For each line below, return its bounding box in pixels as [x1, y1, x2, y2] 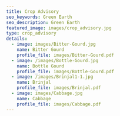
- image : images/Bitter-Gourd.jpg [11, 42, 96, 47]
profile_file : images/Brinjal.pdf [16, 85, 101, 91]
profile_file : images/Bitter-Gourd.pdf [16, 52, 115, 58]
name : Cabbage [16, 95, 51, 101]
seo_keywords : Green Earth [6, 14, 72, 20]
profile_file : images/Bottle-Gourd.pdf [16, 69, 115, 74]
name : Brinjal [16, 80, 51, 86]
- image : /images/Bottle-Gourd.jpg [11, 57, 99, 63]
